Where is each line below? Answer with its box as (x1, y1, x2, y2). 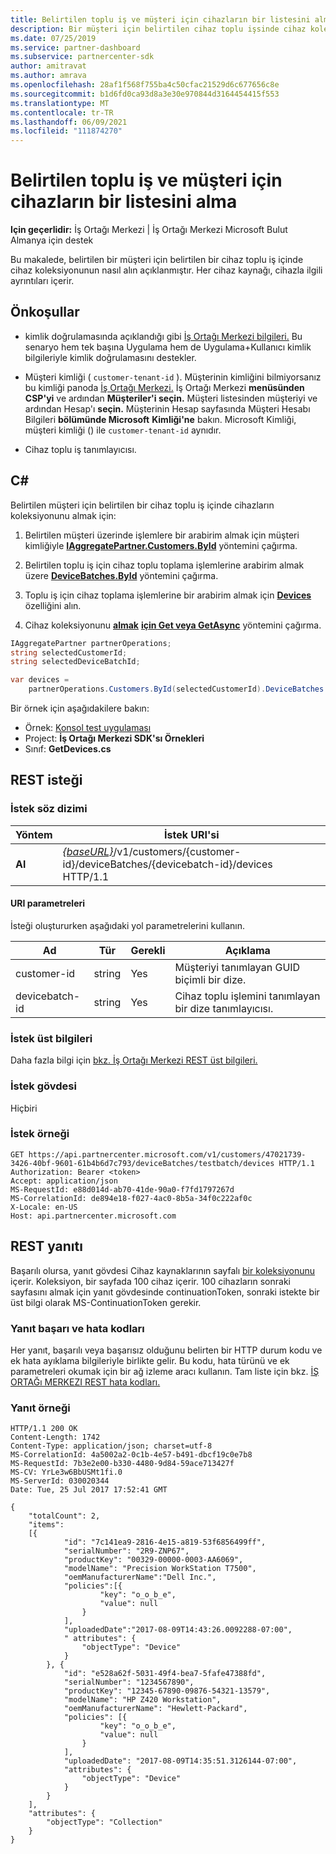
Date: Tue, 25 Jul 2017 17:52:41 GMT (10, 1485, 168, 1495)
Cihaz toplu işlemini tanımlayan (174, 989, 321, 1003)
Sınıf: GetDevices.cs (24, 743, 112, 755)
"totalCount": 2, (28, 1511, 101, 1521)
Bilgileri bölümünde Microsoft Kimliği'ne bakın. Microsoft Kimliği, (24, 413, 297, 425)
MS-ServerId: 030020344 (10, 1476, 110, 1486)
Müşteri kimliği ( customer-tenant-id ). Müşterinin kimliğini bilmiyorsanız (24, 371, 322, 383)
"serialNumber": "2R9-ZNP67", (63, 1546, 190, 1556)
